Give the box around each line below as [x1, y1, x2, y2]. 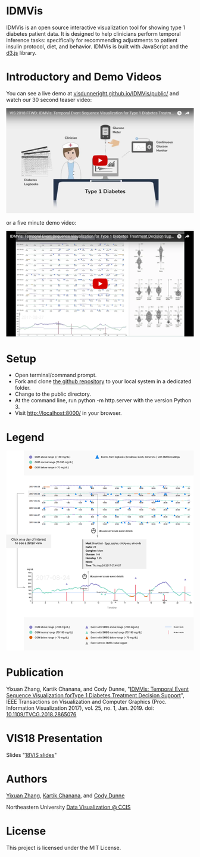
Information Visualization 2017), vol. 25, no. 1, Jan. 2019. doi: [6, 704, 154, 712]
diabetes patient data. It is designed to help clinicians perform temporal [6, 30, 181, 37]
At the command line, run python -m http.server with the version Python [14, 397, 192, 404]
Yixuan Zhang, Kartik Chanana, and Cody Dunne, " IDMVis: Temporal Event [6, 685, 189, 693]
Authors [6, 772, 48, 786]
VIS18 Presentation [6, 732, 103, 746]
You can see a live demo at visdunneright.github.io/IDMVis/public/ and [6, 89, 179, 97]
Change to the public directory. [14, 390, 91, 398]
